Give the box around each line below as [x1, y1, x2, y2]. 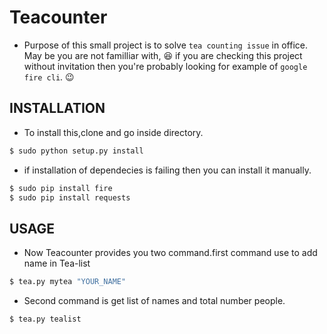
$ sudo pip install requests [9, 192, 131, 203]
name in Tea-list [23, 257, 91, 270]
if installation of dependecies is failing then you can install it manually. [23, 164, 312, 176]
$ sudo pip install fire [9, 183, 113, 193]
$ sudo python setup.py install [9, 146, 144, 156]
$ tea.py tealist [9, 314, 82, 325]
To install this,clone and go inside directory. [23, 126, 204, 138]
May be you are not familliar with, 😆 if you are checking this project [23, 49, 303, 61]
